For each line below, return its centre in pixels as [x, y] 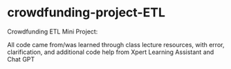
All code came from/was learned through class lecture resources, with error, [116, 44]
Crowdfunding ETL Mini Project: [53, 31]
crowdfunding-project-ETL [86, 13]
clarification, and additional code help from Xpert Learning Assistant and [111, 52]
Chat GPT [21, 59]
